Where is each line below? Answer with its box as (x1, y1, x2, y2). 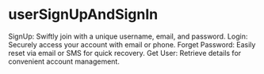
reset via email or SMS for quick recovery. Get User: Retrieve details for (8, 48, 242, 57)
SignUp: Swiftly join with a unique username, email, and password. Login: (8, 31, 248, 41)
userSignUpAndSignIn (8, 6, 159, 24)
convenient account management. (8, 57, 121, 66)
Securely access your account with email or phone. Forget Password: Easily (8, 39, 256, 49)
